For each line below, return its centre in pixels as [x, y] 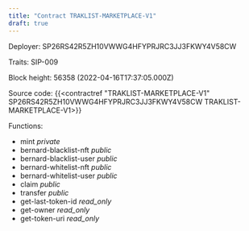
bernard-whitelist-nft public [66, 167]
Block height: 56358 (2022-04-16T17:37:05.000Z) [91, 77]
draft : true [28, 23]
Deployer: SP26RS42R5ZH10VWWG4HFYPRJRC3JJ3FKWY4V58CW [122, 46]
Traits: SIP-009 [33, 62]
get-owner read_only [55, 209]
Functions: [26, 126]
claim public [40, 184]
